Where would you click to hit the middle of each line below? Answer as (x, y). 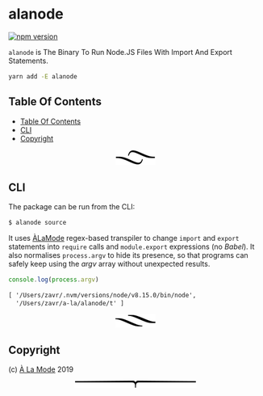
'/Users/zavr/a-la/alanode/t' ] (70, 304)
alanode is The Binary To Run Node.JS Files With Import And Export (120, 52)
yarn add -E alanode (43, 76)
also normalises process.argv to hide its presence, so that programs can (128, 255)
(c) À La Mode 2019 (41, 369)
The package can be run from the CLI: (72, 207)
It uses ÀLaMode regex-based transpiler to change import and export (124, 238)
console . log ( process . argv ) (54, 280)
